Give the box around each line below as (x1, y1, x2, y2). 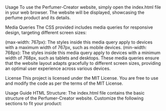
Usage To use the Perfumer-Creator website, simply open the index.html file (5, 4, 162, 10)
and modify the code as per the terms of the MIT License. (5, 80, 123, 86)
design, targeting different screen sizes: (5, 30, 87, 35)
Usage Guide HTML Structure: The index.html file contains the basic (5, 90, 145, 96)
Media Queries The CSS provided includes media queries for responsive (5, 24, 153, 30)
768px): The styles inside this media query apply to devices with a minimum (5, 50, 161, 55)
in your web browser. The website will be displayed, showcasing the (5, 9, 145, 15)
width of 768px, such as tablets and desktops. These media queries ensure (5, 55, 160, 61)
